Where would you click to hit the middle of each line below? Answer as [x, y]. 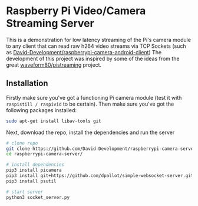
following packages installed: [42, 110]
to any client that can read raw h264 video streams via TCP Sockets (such [96, 46]
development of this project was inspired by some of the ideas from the [93, 58]
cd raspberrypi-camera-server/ [44, 154]
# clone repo [22, 143]
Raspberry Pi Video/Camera [76, 11]
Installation [27, 84]
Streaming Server [50, 23]
